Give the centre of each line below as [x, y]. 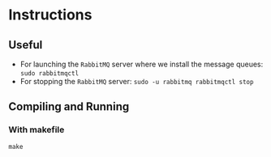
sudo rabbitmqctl [49, 74]
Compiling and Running [69, 107]
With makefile [37, 129]
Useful [26, 45]
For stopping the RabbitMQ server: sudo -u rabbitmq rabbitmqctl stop [137, 81]
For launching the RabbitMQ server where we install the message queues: [142, 64]
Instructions [50, 15]
